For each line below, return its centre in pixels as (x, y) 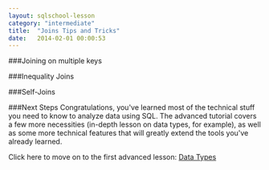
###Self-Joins (32, 92)
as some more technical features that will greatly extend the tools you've (128, 133)
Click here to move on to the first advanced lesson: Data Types (112, 157)
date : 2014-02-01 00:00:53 (57, 38)
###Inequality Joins (41, 76)
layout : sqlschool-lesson (51, 16)
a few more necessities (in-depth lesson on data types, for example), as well (134, 124)
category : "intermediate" (51, 23)
